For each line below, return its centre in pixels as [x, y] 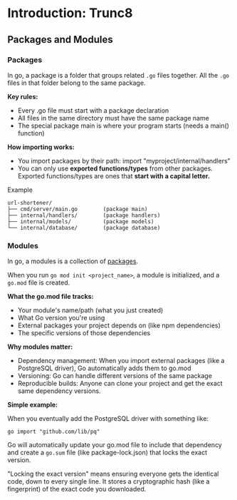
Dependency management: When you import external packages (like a [121, 361]
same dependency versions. [59, 391]
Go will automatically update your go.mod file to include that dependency [115, 445]
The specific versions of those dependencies [84, 333]
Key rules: [23, 96]
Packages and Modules [60, 40]
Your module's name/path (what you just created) [90, 310]
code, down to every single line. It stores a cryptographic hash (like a [109, 481]
